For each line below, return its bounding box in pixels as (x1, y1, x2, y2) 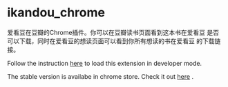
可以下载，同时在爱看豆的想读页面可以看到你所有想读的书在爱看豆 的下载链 (7, 36, 221, 45)
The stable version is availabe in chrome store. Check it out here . (7, 72, 194, 80)
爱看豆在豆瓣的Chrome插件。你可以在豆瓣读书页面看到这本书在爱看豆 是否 (7, 28, 220, 36)
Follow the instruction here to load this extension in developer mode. (7, 59, 202, 67)
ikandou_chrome (7, 5, 106, 21)
